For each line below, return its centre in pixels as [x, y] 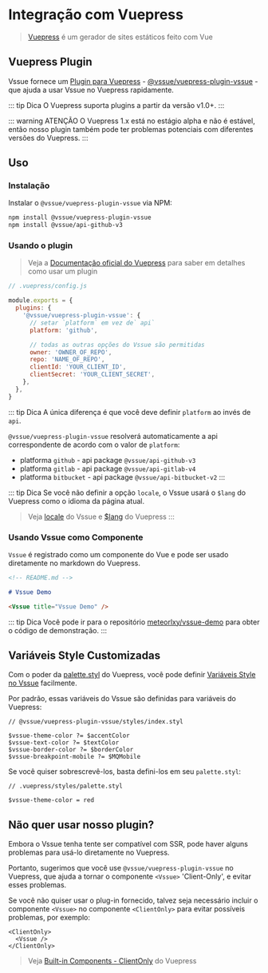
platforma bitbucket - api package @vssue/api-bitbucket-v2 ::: [122, 477]
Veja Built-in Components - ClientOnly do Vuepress [112, 961]
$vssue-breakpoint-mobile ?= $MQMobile [75, 757]
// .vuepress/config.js [48, 286]
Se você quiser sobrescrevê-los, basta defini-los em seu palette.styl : [125, 772]
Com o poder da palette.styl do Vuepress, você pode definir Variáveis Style [132, 675]
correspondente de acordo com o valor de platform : [94, 445]
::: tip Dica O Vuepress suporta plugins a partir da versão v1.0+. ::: [116, 105]
